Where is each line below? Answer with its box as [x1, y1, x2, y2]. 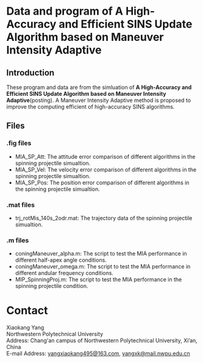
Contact [6, 304, 48, 318]
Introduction [6, 67, 55, 77]
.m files [6, 236, 29, 245]
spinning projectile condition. [15, 282, 88, 290]
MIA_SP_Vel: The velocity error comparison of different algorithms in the [15, 166, 197, 173]
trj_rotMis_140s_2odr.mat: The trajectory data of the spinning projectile [15, 214, 193, 221]
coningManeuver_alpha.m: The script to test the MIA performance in [15, 250, 187, 257]
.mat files [6, 200, 35, 209]
